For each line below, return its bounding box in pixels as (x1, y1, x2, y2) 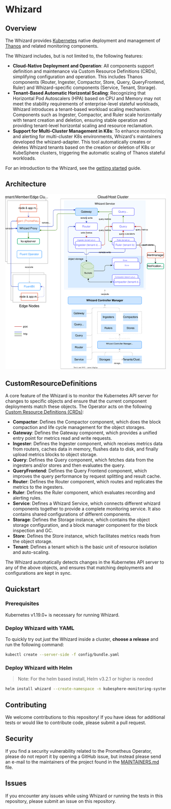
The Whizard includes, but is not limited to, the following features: (5, 53, 144, 59)
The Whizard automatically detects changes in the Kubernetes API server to (5, 559, 164, 566)
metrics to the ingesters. (12, 484, 64, 490)
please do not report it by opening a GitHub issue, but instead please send (5, 753, 161, 759)
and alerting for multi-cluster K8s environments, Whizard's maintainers (12, 133, 161, 139)
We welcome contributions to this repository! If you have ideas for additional (5, 714, 165, 720)
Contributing (5, 701, 47, 709)
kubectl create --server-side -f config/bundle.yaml (5, 652, 120, 658)
